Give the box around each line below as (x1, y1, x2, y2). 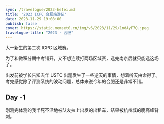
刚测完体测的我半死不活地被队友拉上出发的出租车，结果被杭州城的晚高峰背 (5, 107, 159, 113)
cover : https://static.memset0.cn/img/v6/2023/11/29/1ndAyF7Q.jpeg (5, 26, 149, 31)
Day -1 (5, 93, 26, 102)
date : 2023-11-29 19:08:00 (5, 16, 62, 21)
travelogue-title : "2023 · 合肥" (5, 30, 74, 35)
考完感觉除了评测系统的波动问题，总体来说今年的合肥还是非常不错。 (5, 78, 146, 84)
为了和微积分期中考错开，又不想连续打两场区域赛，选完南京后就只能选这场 (5, 55, 159, 61)
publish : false (5, 21, 37, 26)
